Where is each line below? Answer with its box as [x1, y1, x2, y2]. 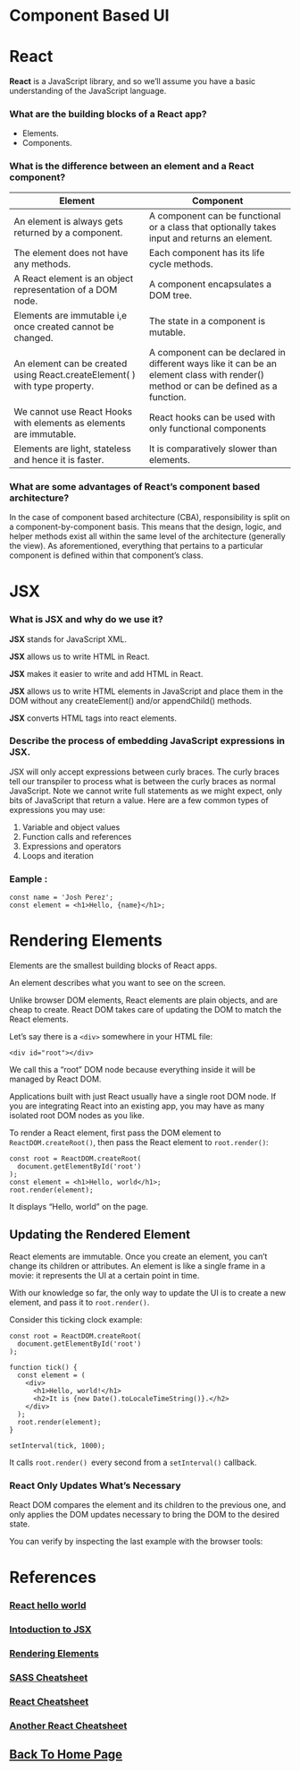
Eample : [9, 872, 48, 885]
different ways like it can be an [148, 357, 277, 370]
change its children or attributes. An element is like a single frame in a [9, 1260, 266, 1271]
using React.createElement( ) [13, 368, 136, 381]
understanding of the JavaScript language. [9, 86, 167, 97]
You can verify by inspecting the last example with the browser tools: [9, 1536, 263, 1547]
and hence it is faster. [13, 453, 104, 466]
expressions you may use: [9, 804, 105, 815]
